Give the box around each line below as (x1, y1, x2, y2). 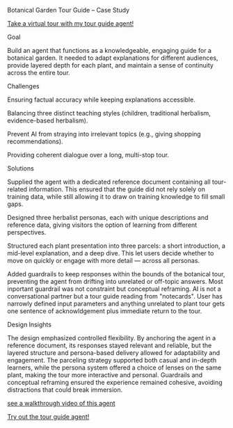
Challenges (7, 82, 40, 90)
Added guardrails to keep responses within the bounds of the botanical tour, (7, 270, 225, 278)
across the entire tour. (7, 69, 71, 77)
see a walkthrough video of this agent (7, 399, 116, 407)
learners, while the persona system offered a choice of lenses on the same (7, 363, 222, 372)
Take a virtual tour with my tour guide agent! (7, 19, 134, 27)
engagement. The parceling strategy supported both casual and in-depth (7, 356, 217, 364)
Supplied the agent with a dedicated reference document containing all (7, 177, 211, 186)
